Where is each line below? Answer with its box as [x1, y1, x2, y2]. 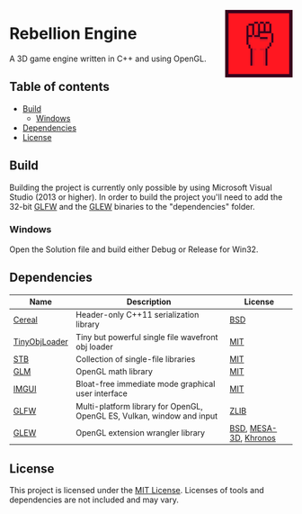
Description [126, 296, 172, 307]
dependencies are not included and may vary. [9, 494, 180, 505]
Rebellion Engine [9, 23, 138, 44]
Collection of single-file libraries [75, 353, 196, 365]
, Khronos [240, 432, 276, 443]
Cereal [13, 314, 38, 325]
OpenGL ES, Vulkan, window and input [75, 410, 218, 421]
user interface [75, 388, 128, 399]
